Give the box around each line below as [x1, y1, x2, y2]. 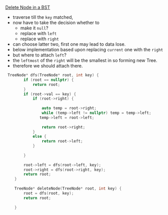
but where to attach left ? [12, 52, 67, 58]
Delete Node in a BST [5, 5, 50, 10]
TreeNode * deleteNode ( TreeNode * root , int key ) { [14, 186, 122, 191]
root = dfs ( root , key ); [23, 191, 74, 196]
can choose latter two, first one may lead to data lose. [12, 41, 126, 47]
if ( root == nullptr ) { [23, 77, 74, 82]
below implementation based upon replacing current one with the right [12, 47, 163, 52]
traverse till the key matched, [12, 14, 73, 20]
